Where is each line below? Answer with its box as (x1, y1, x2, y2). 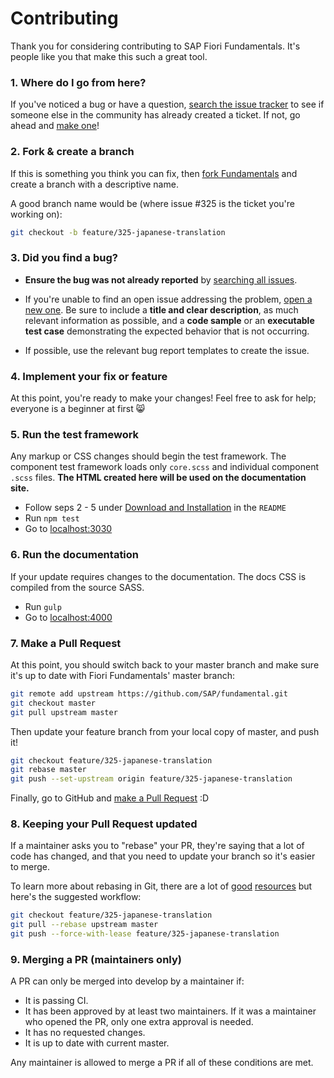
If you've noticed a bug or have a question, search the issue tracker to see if (10, 98, 325, 111)
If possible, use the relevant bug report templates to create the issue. (24, 344, 310, 356)
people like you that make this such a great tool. (10, 50, 208, 62)
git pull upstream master (10, 707, 118, 717)
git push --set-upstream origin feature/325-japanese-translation (10, 774, 293, 784)
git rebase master (10, 765, 87, 775)
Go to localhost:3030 (24, 523, 113, 535)
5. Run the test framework (10, 427, 140, 441)
